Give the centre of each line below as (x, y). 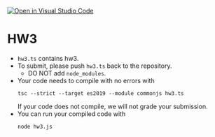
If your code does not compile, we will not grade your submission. (112, 106)
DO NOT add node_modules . (67, 73)
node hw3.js (35, 127)
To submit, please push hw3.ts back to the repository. (95, 66)
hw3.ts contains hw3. (48, 58)
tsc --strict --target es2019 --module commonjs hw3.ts (100, 93)
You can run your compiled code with (71, 114)
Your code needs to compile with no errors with (86, 80)
